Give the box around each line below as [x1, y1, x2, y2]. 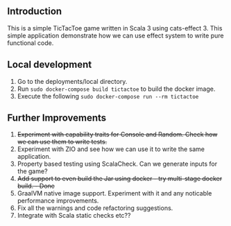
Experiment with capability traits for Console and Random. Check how [17, 130, 218, 139]
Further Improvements [7, 112, 107, 124]
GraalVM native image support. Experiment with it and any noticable [17, 189, 212, 198]
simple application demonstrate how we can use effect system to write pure [7, 31, 224, 40]
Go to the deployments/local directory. [17, 77, 128, 85]
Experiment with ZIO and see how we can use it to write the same [17, 145, 205, 153]
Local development [7, 59, 92, 71]
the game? [17, 167, 48, 175]
